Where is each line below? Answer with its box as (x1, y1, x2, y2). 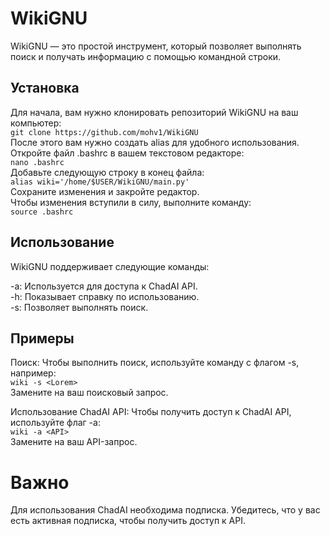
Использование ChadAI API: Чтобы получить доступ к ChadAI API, (10, 406, 292, 418)
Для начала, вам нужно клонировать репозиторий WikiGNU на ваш (10, 106, 299, 118)
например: (10, 367, 57, 379)
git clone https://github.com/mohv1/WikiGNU (10, 127, 199, 137)
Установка (10, 80, 80, 97)
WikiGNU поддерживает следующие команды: (10, 260, 210, 272)
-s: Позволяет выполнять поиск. (10, 301, 149, 313)
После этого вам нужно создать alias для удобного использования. (10, 136, 300, 148)
